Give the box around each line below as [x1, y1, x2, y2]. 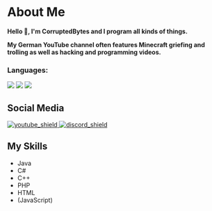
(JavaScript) [17, 196, 54, 204]
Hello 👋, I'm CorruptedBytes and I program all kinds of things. [7, 27, 188, 35]
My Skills [7, 140, 48, 153]
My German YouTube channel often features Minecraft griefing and [7, 40, 205, 49]
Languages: [7, 65, 49, 75]
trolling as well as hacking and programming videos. [7, 48, 161, 56]
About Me [7, 4, 65, 20]
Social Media [7, 102, 65, 114]
